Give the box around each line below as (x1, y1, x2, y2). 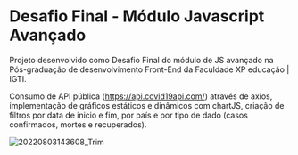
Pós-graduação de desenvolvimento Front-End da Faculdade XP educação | (9, 64, 290, 75)
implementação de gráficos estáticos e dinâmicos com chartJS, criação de (9, 100, 285, 110)
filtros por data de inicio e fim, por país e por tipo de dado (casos (9, 110, 248, 120)
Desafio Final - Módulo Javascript (9, 6, 265, 27)
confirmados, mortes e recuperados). (9, 118, 147, 130)
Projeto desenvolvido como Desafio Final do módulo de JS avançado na (9, 54, 274, 65)
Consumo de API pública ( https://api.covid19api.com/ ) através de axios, (9, 91, 273, 102)
